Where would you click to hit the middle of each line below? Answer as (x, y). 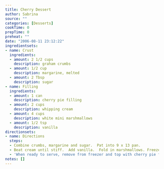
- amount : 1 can (26, 95)
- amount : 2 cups (27, 105)
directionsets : (20, 132)
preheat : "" (17, 37)
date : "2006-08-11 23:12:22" (35, 41)
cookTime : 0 (17, 28)
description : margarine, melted (47, 73)
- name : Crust (20, 50)
